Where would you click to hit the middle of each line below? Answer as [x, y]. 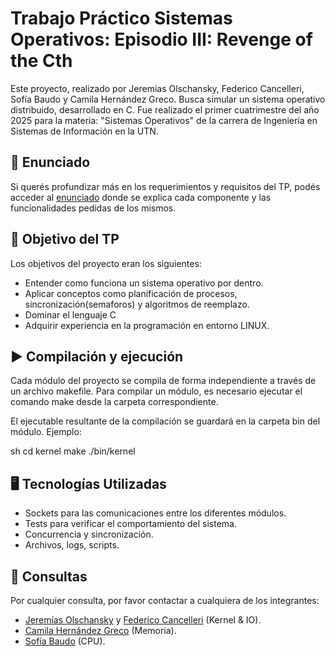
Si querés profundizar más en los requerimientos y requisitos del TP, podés [165, 186]
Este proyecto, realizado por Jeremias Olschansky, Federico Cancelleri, [157, 88]
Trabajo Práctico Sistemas [121, 18]
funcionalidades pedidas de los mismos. [93, 208]
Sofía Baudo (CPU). [65, 641]
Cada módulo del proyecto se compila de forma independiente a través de [163, 381]
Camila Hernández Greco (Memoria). [100, 630]
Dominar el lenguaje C [70, 314]
